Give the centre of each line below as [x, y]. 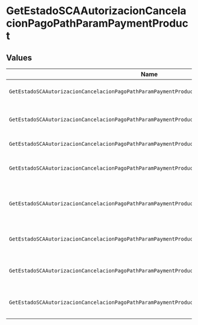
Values [19, 58]
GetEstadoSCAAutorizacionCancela [96, 11]
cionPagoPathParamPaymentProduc [97, 23]
